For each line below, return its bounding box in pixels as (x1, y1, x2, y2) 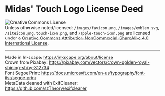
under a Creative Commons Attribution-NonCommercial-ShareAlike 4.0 (5, 35, 149, 41)
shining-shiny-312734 (5, 64, 50, 70)
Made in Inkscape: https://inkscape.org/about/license (5, 54, 114, 60)
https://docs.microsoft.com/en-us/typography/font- (41, 70, 146, 76)
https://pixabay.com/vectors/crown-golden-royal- (48, 59, 150, 65)
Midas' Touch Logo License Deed (5, 3, 143, 15)
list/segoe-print (5, 75, 37, 81)
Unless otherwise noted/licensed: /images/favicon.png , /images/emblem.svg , (5, 24, 160, 30)
